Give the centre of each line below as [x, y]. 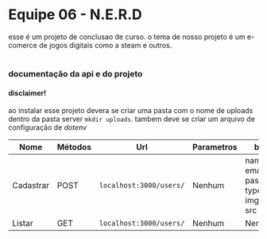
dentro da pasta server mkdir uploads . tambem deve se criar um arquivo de [132, 119]
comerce [23, 45]
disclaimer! [27, 92]
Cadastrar [31, 186]
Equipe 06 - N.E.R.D [75, 15]
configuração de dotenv [48, 127]
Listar [23, 223]
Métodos [74, 147]
